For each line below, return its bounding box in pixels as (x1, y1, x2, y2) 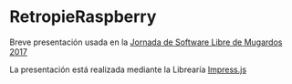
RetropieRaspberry (9, 6, 157, 27)
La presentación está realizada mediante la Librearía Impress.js (9, 64, 247, 75)
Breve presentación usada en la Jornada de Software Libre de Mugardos (9, 37, 283, 47)
